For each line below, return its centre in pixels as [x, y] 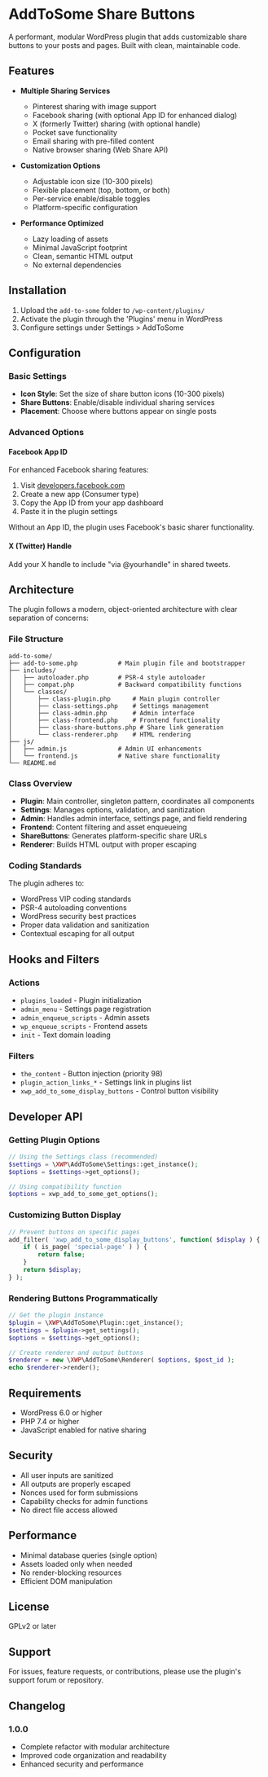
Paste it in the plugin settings [69, 512]
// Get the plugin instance [56, 1315]
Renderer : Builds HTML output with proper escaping [108, 844]
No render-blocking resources [71, 1572]
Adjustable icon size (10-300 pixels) [92, 181]
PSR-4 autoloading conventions [74, 908]
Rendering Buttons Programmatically [83, 1298]
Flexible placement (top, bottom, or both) [101, 190]
